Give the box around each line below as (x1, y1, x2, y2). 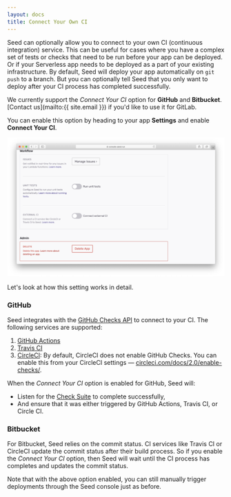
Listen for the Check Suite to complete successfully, (17, 392, 165, 401)
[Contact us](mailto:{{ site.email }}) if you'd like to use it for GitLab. (7, 103, 197, 111)
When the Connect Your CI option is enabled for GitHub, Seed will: (7, 379, 196, 388)
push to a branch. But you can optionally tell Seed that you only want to (7, 74, 208, 83)
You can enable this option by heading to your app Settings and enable (7, 116, 210, 124)
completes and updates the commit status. (7, 462, 129, 470)
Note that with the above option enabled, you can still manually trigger (7, 475, 207, 483)
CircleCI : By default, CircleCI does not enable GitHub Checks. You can (17, 351, 217, 359)
